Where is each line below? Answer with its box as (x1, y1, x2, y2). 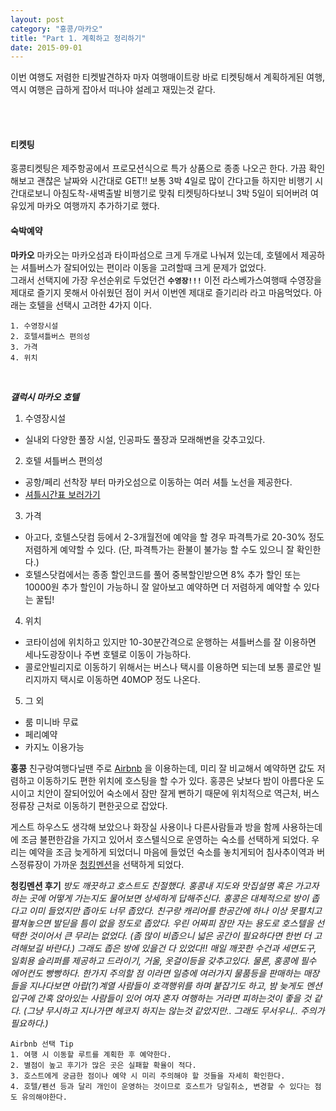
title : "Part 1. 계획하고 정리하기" (10, 33, 147, 43)
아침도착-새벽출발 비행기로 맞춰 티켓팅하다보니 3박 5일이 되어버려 (53, 187, 308, 200)
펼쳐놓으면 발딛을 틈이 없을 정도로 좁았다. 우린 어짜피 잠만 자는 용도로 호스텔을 (10, 917, 315, 929)
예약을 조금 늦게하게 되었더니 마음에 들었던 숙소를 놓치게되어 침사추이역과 (28, 846, 315, 858)
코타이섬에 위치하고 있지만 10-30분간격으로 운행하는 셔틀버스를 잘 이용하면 (24, 636, 317, 648)
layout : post (10, 14, 65, 25)
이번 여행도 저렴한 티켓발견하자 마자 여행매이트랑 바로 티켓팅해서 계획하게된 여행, (10, 71, 326, 83)
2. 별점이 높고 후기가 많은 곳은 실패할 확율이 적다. (10, 1060, 197, 1070)
